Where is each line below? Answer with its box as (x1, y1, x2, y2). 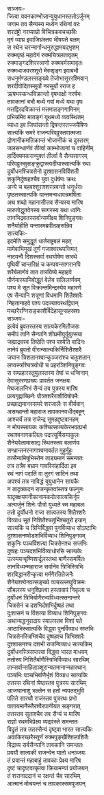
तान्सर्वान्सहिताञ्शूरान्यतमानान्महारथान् (7, 663, 86, 671)
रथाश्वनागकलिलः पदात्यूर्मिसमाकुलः (7, 431, 80, 439)
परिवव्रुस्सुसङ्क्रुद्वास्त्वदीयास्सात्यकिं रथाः (7, 160, 91, 167)
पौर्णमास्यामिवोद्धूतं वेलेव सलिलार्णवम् (7, 276, 81, 284)
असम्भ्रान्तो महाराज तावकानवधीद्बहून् (7, 408, 85, 415)
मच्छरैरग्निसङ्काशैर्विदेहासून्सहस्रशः (7, 307, 81, 315)
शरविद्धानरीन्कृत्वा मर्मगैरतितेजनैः (7, 570, 74, 578)
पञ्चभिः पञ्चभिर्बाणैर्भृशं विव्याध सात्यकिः (7, 671, 89, 679)
